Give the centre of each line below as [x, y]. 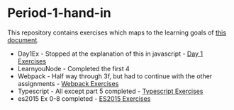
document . [23, 39]
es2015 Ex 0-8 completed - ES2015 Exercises [84, 98]
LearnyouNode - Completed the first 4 [73, 68]
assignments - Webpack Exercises [68, 83]
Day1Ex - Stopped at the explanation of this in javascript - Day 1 [110, 54]
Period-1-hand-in [59, 13]
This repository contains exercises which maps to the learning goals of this [117, 32]
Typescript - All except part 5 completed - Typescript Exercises [110, 91]
